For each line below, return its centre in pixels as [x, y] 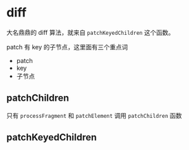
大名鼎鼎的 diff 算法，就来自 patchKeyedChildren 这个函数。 [90, 32]
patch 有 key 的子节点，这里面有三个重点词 [67, 47]
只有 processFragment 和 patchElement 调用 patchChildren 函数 [94, 115]
